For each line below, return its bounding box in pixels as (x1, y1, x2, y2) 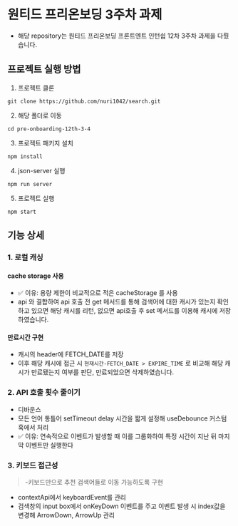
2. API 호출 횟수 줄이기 (7, 388, 81, 398)
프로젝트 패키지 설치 (17, 138, 73, 147)
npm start (7, 208, 37, 215)
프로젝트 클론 (17, 83, 55, 92)
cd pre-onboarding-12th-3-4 (7, 125, 91, 133)
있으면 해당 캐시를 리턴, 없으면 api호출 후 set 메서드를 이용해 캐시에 (31, 306, 218, 315)
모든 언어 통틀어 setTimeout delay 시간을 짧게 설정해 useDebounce (17, 414, 208, 423)
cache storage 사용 (7, 272, 64, 280)
